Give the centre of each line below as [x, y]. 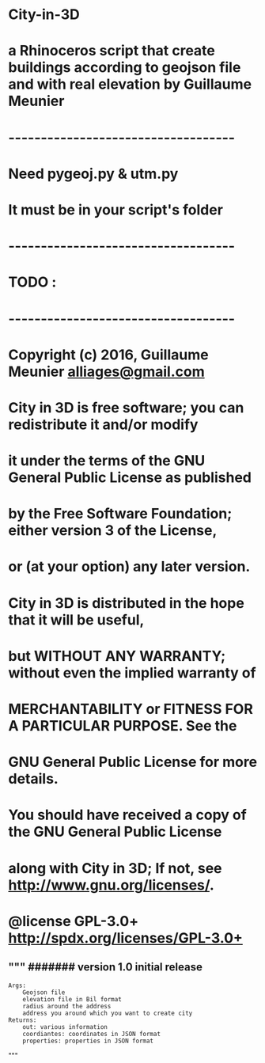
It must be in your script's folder [116, 209]
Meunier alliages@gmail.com [106, 372]
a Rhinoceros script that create [112, 51]
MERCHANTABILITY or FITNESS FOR [131, 709]
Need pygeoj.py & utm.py [93, 174]
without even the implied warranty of [132, 672]
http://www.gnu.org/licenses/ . [112, 885]
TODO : [32, 282]
